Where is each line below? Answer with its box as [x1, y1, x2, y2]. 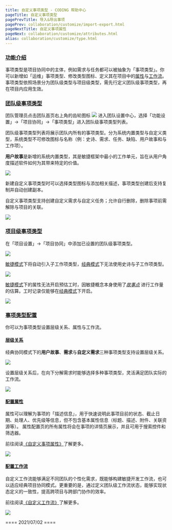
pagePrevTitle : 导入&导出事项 [5, 17, 65, 22]
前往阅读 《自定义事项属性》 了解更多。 [5, 441, 86, 447]
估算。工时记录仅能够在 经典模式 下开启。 [9, 288, 95, 294]
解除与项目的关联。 [5, 204, 46, 210]
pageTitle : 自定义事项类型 [5, 12, 58, 17]
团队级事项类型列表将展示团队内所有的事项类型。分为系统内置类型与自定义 [5, 130, 162, 136]
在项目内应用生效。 [5, 86, 46, 92]
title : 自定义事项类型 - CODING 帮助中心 [5, 7, 87, 13]
